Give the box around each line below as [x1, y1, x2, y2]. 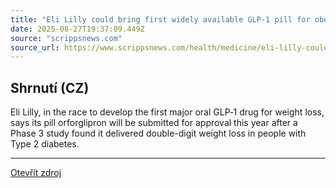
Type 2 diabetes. [10, 138, 80, 150]
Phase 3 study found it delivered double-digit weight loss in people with [10, 127, 307, 140]
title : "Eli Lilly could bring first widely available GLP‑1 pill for [10, 14, 311, 25]
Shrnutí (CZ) [10, 79, 90, 96]
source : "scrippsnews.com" [10, 33, 123, 43]
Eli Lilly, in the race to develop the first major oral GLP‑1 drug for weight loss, [10, 106, 325, 118]
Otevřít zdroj [10, 167, 62, 179]
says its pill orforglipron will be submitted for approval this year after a [10, 117, 298, 129]
